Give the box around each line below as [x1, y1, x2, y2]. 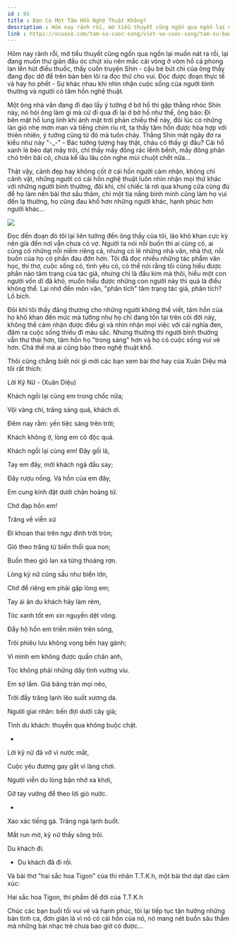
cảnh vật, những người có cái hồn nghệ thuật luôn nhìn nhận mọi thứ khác [7, 175, 222, 183]
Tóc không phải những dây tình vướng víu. [7, 666, 130, 674]
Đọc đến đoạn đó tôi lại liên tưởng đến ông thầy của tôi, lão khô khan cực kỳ [7, 231, 229, 241]
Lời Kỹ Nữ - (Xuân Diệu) [7, 378, 76, 386]
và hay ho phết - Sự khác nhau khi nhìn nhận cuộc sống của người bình [7, 79, 214, 88]
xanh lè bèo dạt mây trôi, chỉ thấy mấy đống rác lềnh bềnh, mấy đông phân [7, 146, 225, 154]
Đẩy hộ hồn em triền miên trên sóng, [7, 625, 114, 633]
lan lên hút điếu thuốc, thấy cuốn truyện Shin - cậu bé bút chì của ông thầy [7, 64, 225, 73]
